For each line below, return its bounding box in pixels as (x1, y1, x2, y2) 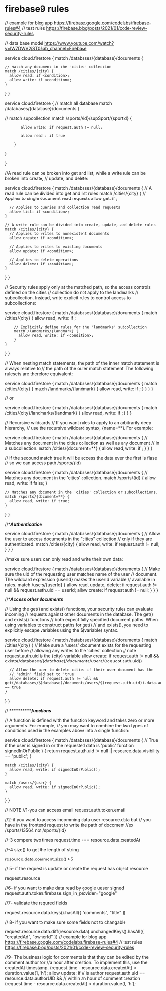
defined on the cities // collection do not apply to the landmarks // (5, 289, 139, 295)
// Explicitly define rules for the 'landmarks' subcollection (14, 324, 147, 330)
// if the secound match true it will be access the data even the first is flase (5, 455, 157, 461)
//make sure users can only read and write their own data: (5, 556, 123, 562)
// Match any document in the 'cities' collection (5, 65, 112, 69)
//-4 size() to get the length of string (5, 846, 79, 852)
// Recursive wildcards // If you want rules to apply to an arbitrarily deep (5, 419, 152, 425)
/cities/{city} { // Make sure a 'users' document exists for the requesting (5, 642, 152, 648)
